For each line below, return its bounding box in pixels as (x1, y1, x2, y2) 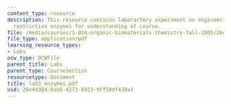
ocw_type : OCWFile (7, 55, 60, 62)
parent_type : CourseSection (7, 67, 88, 74)
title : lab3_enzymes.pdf (7, 80, 78, 87)
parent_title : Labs (7, 61, 63, 68)
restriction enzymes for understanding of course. (13, 23, 162, 29)
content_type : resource (7, 10, 76, 17)
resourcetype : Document (7, 73, 76, 81)
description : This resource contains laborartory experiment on (7, 16, 195, 23)
